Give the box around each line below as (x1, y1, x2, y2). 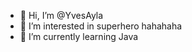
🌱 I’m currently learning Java (19, 31, 139, 42)
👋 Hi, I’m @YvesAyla (19, 10, 104, 21)
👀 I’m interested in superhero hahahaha (19, 20, 183, 32)
